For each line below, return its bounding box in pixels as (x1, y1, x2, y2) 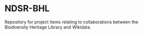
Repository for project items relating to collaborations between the (4, 19, 139, 25)
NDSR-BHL (4, 3, 50, 14)
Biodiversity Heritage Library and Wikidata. (4, 24, 92, 30)
